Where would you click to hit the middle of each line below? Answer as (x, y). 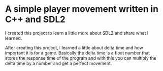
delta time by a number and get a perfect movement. (59, 63)
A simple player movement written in (82, 9)
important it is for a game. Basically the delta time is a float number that (78, 53)
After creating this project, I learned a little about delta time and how (74, 47)
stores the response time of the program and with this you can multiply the (81, 58)
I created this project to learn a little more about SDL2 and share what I (77, 33)
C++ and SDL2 (35, 19)
